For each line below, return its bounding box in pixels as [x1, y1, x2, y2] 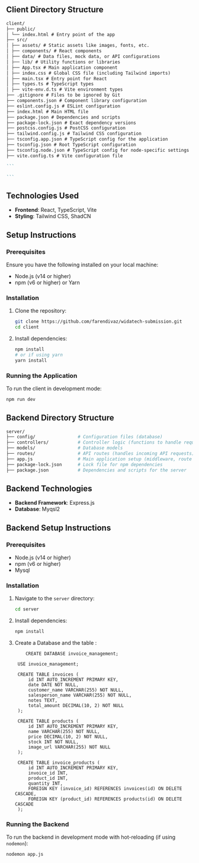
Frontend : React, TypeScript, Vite [14, 206, 97, 214]
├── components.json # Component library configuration [6, 98, 147, 104]
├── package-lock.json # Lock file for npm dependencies [6, 461, 163, 467]
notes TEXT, [28, 698, 58, 703]
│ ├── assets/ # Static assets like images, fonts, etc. [6, 43, 150, 49]
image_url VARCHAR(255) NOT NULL [28, 744, 111, 750]
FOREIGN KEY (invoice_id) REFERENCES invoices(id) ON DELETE [28, 786, 182, 792]
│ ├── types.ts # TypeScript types [6, 81, 94, 87]
